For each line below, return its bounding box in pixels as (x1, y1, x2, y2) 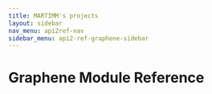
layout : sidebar (8, 19, 63, 27)
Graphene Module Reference (8, 69, 205, 87)
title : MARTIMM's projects (8, 11, 99, 20)
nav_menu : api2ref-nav (8, 27, 84, 35)
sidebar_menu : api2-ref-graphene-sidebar (8, 34, 149, 43)
